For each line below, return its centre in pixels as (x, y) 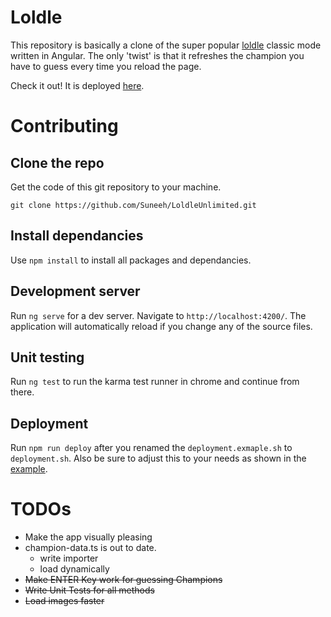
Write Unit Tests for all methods (89, 590)
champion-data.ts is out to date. (90, 548)
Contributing (64, 126)
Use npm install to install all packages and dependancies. (131, 260)
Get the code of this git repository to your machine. (116, 187)
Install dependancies (77, 236)
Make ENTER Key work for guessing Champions (123, 580)
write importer (69, 558)
